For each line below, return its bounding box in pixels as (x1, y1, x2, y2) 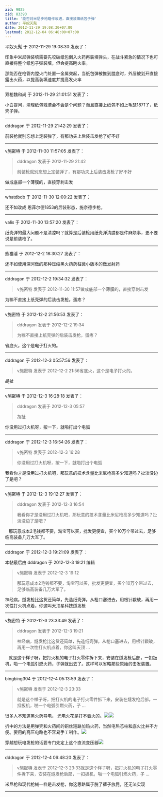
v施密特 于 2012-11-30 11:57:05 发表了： (5, 148, 85, 154)
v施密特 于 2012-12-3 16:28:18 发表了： (5, 393, 83, 399)
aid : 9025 (5, 7, 25, 12)
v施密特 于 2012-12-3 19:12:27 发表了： (5, 491, 83, 497)
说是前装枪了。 (5, 236, 35, 241)
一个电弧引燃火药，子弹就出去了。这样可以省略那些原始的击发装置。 (17, 661, 154, 667)
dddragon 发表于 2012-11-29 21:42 (16, 159, 86, 164)
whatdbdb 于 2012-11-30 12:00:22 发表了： (5, 194, 91, 200)
